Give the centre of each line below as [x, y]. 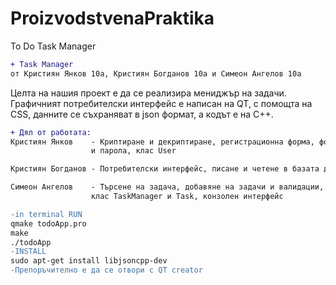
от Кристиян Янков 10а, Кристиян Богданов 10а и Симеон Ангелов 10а [156, 73]
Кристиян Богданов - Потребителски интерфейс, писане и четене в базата [165, 169]
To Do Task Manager [53, 46]
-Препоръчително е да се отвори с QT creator [106, 270]
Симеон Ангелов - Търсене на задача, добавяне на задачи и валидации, [167, 187]
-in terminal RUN [46, 214]
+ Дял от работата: [51, 132]
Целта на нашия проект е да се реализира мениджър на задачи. [148, 93]
